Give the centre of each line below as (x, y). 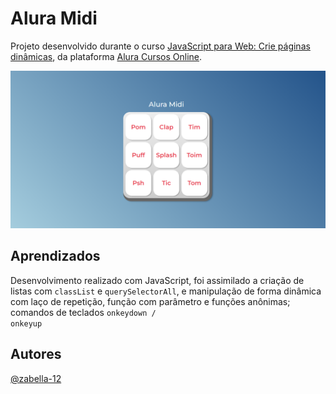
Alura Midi (54, 18)
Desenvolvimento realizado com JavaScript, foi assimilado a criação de (157, 280)
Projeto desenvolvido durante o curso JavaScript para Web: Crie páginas (160, 46)
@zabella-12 (36, 378)
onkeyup (26, 323)
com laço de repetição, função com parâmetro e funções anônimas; (150, 301)
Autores (36, 354)
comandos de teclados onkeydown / (83, 312)
